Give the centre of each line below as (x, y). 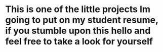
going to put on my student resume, (82, 20)
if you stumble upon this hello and (78, 31)
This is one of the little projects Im (78, 9)
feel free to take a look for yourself (79, 42)
